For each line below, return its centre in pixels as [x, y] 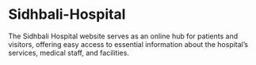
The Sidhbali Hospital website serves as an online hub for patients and [123, 36]
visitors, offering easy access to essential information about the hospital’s [128, 44]
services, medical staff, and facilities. [69, 52]
